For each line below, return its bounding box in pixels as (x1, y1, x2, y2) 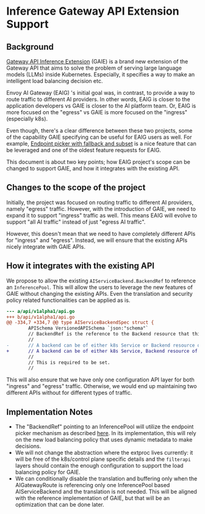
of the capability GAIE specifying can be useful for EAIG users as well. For (6, 133, 192, 141)
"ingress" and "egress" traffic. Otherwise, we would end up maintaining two (6, 383, 197, 390)
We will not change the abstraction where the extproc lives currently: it (15, 449, 193, 457)
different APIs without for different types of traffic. (6, 389, 132, 397)
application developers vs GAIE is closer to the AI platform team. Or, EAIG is (6, 102, 196, 109)
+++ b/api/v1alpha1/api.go (6, 314, 75, 320)
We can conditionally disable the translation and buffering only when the (15, 475, 198, 482)
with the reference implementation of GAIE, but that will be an (15, 494, 170, 502)
